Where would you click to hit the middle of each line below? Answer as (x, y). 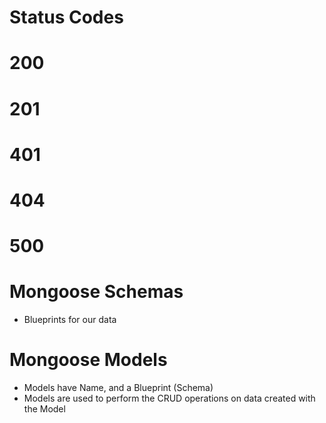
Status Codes (66, 17)
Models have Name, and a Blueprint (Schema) (118, 387)
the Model (44, 409)
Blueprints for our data (70, 320)
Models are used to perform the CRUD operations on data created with (169, 398)
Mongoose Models (88, 360)
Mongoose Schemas (96, 292)
